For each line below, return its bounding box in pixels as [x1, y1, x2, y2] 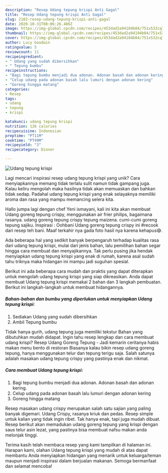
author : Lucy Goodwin [5, 40, 50, 45]
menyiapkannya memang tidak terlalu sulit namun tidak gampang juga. [5, 180, 151, 186]
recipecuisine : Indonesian [5, 129, 61, 134]
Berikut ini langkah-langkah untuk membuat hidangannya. [5, 284, 124, 290]
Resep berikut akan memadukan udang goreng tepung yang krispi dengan [5, 421, 158, 427]
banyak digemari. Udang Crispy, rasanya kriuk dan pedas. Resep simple [5, 410, 153, 417]
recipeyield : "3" [5, 143, 41, 148]
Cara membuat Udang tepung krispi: [5, 367, 83, 373]
